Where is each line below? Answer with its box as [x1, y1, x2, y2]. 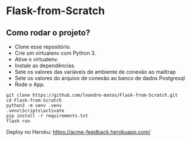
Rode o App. [14, 81, 45, 88]
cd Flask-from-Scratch [6, 97, 62, 103]
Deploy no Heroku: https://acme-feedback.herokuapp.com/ [6, 129, 151, 135]
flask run [6, 118, 31, 124]
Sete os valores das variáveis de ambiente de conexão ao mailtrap [14, 68, 176, 75]
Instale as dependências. [14, 62, 75, 69]
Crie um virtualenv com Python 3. [14, 50, 96, 57]
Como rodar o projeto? [6, 28, 90, 38]
